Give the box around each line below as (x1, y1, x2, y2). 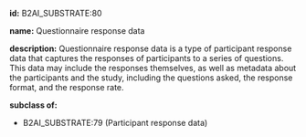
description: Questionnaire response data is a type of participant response (9, 43, 292, 54)
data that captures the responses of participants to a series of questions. (9, 53, 284, 63)
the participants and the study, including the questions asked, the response (9, 72, 293, 83)
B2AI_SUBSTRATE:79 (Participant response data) (22, 118, 208, 128)
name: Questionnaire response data (9, 26, 145, 36)
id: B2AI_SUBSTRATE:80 (9, 8, 102, 18)
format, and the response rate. (9, 82, 125, 92)
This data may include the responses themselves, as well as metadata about (9, 63, 297, 73)
